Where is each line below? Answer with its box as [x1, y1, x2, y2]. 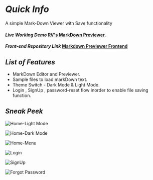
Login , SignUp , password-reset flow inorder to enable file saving [12, 87, 149, 93]
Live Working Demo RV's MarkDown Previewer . [5, 32, 106, 38]
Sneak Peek [5, 107, 43, 116]
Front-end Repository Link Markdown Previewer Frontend [5, 43, 128, 49]
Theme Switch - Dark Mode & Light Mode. [12, 81, 100, 87]
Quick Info [5, 4, 49, 15]
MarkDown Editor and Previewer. [12, 71, 81, 77]
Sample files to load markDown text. [12, 76, 88, 82]
